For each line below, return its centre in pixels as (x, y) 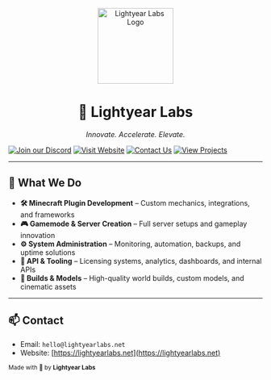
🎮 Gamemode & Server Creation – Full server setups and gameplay (133, 223)
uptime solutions (48, 252)
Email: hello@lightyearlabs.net (73, 344)
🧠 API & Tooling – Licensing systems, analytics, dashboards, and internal (141, 261)
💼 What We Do (45, 183)
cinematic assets (48, 286)
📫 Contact (36, 321)
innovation (38, 235)
